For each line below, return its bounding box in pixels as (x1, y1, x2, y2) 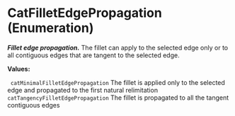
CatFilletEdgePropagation (7, 5, 163, 21)
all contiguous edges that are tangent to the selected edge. (7, 51, 180, 59)
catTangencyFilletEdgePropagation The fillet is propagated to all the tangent (7, 93, 229, 102)
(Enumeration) (7, 20, 94, 36)
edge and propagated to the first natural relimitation (7, 86, 158, 94)
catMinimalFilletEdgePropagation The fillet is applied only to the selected (10, 78, 225, 86)
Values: (7, 64, 30, 73)
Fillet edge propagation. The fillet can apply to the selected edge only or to (7, 43, 229, 52)
